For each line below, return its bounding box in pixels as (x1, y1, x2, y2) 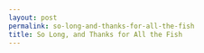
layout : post (8, 13, 58, 22)
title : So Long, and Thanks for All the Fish (8, 30, 182, 39)
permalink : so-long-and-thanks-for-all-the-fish (8, 22, 195, 31)
